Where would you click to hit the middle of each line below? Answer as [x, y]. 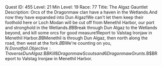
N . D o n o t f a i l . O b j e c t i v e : [28, 48]
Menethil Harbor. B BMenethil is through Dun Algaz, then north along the [76, 38]
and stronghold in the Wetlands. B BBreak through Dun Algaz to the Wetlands [81, 28]
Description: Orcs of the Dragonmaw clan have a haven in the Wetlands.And [81, 12]
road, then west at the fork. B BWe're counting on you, [58, 43]
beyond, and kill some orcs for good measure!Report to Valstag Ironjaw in [79, 33]
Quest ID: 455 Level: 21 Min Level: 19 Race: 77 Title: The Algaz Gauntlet [76, 7]
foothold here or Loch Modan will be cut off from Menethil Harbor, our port [80, 22]
